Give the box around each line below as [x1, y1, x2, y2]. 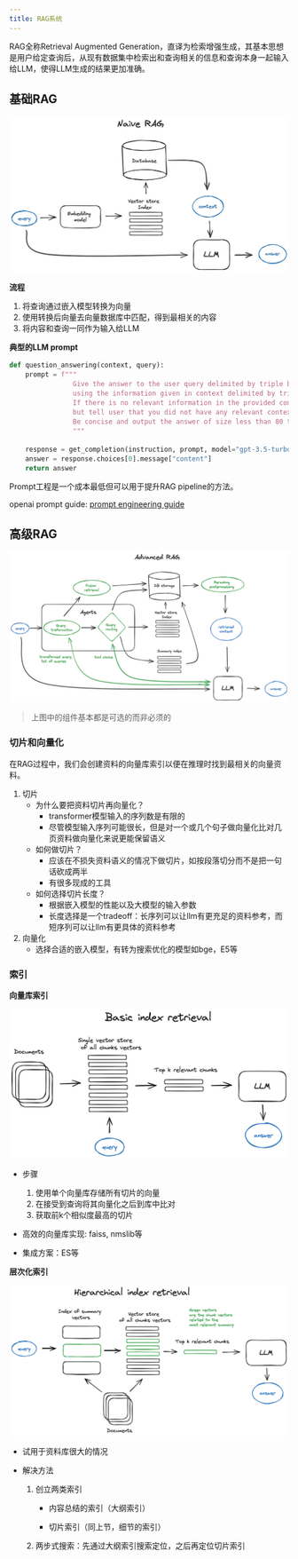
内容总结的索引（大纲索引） [48, 1502, 151, 1513]
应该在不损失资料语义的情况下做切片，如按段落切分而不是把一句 [48, 855, 282, 866]
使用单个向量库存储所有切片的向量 [35, 1187, 161, 1198]
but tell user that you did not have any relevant [72, 408, 264, 416]
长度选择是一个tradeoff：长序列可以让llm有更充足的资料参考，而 [48, 910, 284, 921]
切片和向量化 [9, 737, 65, 749]
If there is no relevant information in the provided [72, 398, 276, 408]
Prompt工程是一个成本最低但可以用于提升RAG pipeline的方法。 [9, 480, 239, 492]
